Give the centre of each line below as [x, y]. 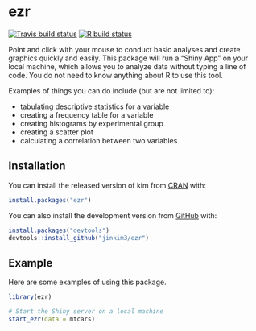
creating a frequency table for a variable [87, 114]
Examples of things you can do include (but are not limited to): [111, 90]
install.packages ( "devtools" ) [59, 230]
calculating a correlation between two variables [99, 140]
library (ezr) [30, 297]
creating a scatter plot [57, 132]
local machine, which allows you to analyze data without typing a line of [127, 66]
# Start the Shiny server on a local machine [86, 312]
